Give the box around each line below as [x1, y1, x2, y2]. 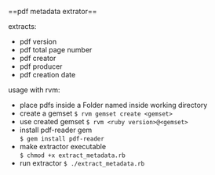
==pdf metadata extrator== [8, 7, 97, 16]
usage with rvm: [8, 85, 60, 95]
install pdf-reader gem [19, 125, 93, 134]
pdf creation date [19, 70, 76, 79]
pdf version [19, 37, 57, 46]
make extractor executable [19, 142, 107, 151]
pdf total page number [19, 45, 93, 54]
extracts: [8, 22, 37, 30]
